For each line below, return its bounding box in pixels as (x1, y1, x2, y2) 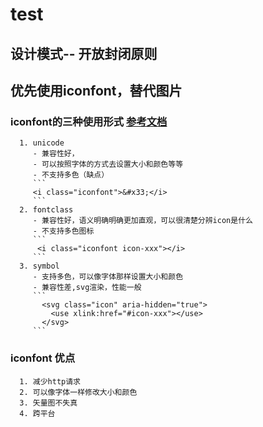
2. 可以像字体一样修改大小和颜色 (19, 387, 138, 397)
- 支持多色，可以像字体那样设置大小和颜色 (32, 272, 184, 282)
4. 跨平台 (19, 408, 56, 418)
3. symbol (19, 261, 60, 272)
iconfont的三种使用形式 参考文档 (10, 114, 168, 128)
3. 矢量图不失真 (19, 398, 78, 408)
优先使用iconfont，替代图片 (10, 82, 183, 99)
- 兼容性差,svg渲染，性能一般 (32, 283, 142, 293)
